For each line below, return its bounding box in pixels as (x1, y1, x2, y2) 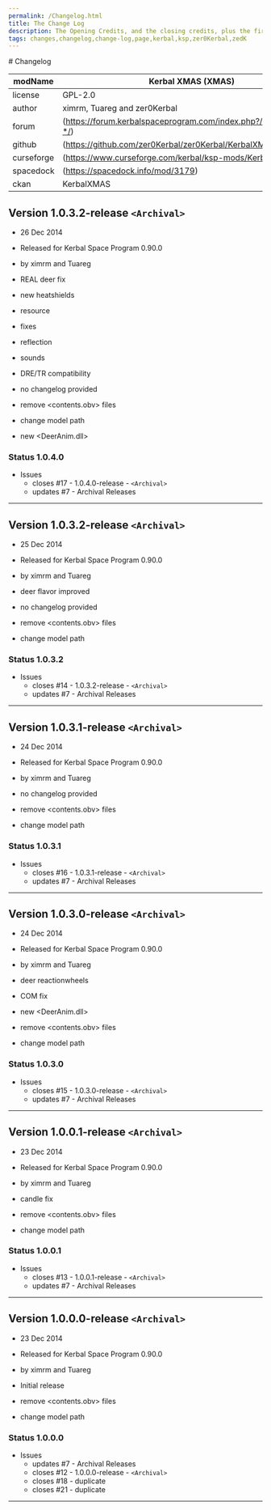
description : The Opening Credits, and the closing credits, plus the (8, 27, 251, 35)
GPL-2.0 (62, 90, 96, 101)
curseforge (12, 152, 55, 163)
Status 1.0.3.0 (8, 1058, 65, 1070)
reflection (19, 337, 52, 347)
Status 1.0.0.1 (8, 1245, 62, 1257)
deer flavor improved (19, 587, 90, 596)
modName (13, 76, 54, 87)
